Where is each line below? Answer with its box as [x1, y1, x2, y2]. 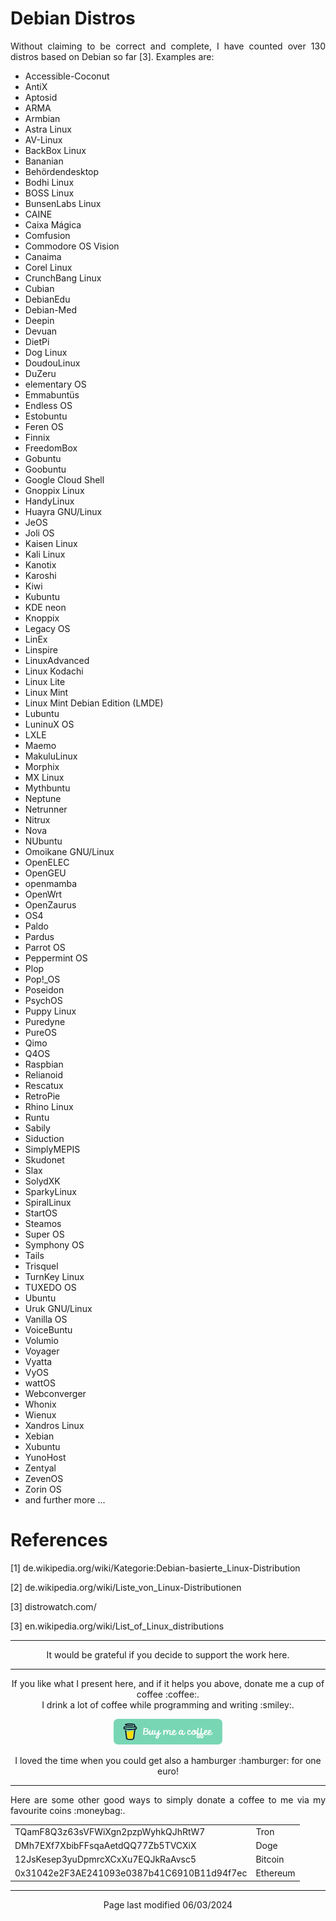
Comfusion [24, 229, 71, 241]
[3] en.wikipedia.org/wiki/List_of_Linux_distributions [10, 1620, 225, 1632]
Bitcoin [255, 1853, 285, 1866]
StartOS [24, 1207, 58, 1219]
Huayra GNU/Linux [24, 505, 103, 517]
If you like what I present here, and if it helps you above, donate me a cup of [11, 1677, 325, 1689]
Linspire [24, 643, 58, 656]
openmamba [24, 877, 78, 889]
